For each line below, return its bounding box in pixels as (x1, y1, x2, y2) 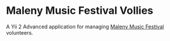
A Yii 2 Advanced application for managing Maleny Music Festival (6, 23, 164, 30)
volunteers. (6, 29, 33, 36)
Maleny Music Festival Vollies (6, 4, 154, 17)
